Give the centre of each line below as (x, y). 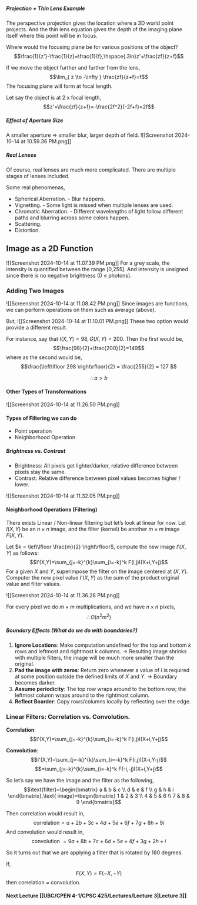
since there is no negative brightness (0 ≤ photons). (69, 275)
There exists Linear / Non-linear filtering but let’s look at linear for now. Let (96, 522)
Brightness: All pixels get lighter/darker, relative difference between (96, 466)
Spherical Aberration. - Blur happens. (60, 199)
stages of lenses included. (38, 176)
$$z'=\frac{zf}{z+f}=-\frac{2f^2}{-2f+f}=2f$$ (99, 107)
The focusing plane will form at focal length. (59, 86)
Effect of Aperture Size (35, 120)
